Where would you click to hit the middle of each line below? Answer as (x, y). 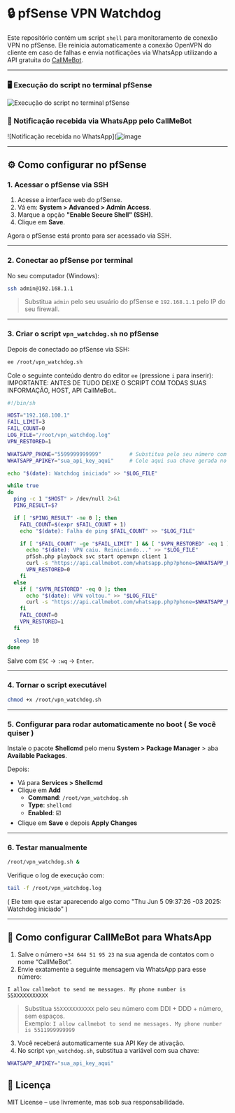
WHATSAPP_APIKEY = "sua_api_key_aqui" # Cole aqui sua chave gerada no (117, 461)
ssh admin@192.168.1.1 (40, 288)
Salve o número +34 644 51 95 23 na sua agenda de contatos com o (116, 954)
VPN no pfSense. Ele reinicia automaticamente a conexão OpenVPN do (109, 45)
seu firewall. (42, 309)
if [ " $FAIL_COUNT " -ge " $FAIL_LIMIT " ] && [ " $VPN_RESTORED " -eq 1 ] (125, 544)
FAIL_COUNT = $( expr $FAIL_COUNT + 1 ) (73, 524)
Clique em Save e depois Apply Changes (77, 823)
